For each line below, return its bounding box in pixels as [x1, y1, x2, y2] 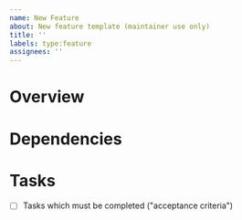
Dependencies [9, 129, 122, 149]
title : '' [9, 30, 47, 39]
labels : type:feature [9, 38, 92, 48]
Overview [9, 87, 85, 108]
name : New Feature [9, 13, 79, 23]
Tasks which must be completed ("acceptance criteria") [22, 200, 234, 211]
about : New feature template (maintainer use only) [9, 22, 210, 31]
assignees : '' [9, 47, 64, 57]
